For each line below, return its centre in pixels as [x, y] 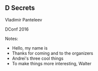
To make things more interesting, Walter [52, 63]
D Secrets [20, 8]
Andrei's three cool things [38, 58]
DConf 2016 [17, 29]
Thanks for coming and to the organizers [52, 53]
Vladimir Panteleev [24, 19]
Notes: [12, 38]
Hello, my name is [30, 48]
